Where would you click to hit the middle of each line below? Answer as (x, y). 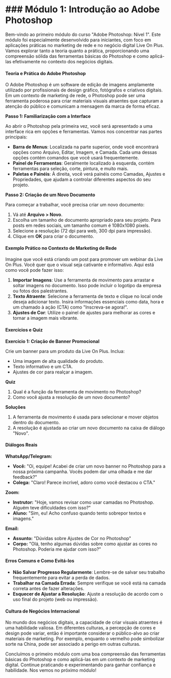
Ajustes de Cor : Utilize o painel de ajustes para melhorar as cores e (84, 313)
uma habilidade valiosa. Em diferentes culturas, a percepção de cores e (80, 628)
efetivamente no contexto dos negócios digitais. (63, 61)
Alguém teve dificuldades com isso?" (52, 507)
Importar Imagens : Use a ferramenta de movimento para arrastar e (83, 280)
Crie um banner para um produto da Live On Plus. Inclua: (65, 351)
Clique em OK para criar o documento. (53, 237)
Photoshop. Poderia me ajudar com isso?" (57, 549)
